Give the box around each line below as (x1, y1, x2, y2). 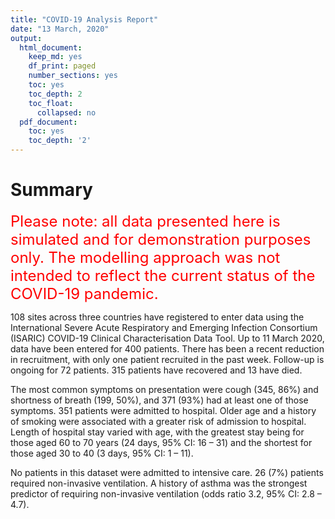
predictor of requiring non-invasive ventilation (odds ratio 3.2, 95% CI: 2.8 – (10, 487, 322, 500)
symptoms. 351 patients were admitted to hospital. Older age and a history (10, 404, 317, 416)
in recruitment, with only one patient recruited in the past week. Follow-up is (10, 353, 325, 365)
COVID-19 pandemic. (10, 284, 159, 303)
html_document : (19, 42, 83, 53)
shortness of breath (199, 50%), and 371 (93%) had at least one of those (10, 394, 309, 406)
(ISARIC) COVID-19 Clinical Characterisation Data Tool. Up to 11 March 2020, (10, 332, 325, 344)
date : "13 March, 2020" (10, 24, 110, 34)
